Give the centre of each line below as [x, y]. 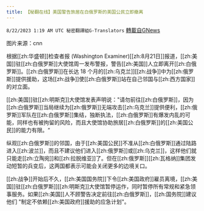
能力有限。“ [36, 130]
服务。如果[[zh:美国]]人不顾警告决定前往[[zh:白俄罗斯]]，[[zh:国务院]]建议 [104, 194]
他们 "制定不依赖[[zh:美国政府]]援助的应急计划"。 [68, 201]
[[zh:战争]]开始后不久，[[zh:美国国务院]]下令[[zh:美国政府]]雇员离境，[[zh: [99, 179]
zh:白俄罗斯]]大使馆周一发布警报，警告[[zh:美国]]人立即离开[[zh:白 [108, 63]
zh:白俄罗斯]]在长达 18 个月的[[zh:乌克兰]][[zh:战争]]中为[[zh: [107, 71]
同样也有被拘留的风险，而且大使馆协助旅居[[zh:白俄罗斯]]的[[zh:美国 [102, 122]
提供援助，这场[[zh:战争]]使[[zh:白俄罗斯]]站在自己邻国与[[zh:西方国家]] [105, 79]
